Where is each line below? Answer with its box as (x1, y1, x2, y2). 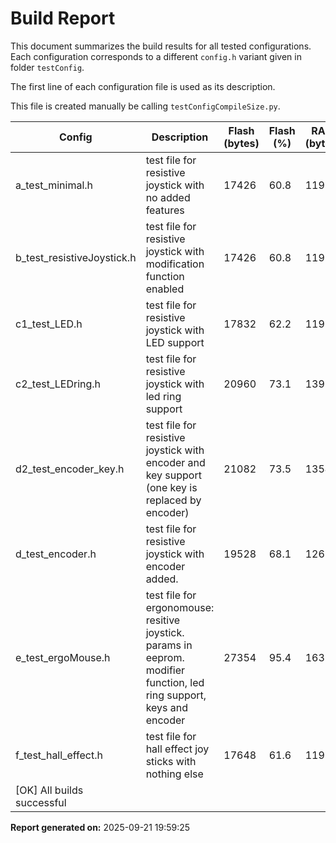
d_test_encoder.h (15, 547, 97, 561)
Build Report (10, 7, 116, 30)
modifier (145, 663, 186, 677)
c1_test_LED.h (15, 317, 83, 331)
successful (15, 795, 67, 809)
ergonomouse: (145, 600, 215, 614)
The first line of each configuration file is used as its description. (10, 80, 276, 92)
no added (145, 190, 191, 204)
